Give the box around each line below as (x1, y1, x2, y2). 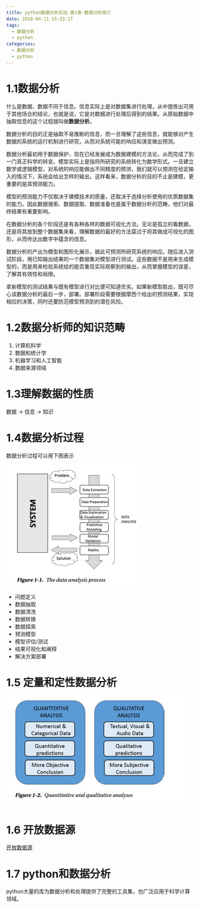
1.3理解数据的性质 (6, 387, 94, 400)
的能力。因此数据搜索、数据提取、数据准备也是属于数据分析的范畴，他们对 (6, 200, 189, 207)
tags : (6, 22, 20, 28)
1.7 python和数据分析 (6, 867, 111, 881)
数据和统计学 (14, 349, 46, 356)
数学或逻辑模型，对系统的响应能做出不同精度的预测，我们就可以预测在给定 (6, 165, 189, 172)
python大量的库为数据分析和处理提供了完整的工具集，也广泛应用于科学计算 (6, 888, 190, 895)
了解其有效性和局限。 (6, 270, 58, 277)
